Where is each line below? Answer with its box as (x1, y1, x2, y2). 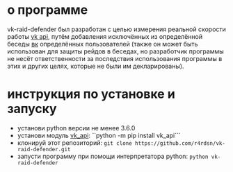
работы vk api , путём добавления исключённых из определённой (7, 32, 203, 40)
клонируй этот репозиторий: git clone (17, 138, 132, 147)
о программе (7, 2, 88, 18)
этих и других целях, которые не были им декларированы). (7, 62, 184, 70)
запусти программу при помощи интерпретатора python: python (17, 152, 209, 160)
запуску (7, 101, 57, 117)
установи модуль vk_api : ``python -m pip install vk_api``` (17, 131, 181, 139)
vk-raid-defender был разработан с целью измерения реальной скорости (7, 25, 226, 33)
